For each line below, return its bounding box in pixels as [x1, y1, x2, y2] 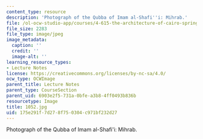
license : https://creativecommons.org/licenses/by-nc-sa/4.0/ [6, 70, 166, 76]
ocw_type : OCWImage [6, 76, 56, 82]
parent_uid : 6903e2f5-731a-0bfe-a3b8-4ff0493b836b [6, 93, 137, 99]
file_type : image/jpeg [6, 31, 63, 37]
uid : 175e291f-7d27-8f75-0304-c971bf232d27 [6, 110, 118, 116]
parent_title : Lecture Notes [6, 82, 80, 88]
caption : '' [11, 43, 42, 49]
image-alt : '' [11, 54, 47, 60]
